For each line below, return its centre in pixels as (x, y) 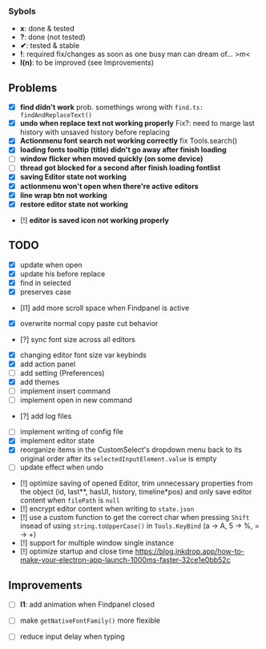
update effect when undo (62, 467)
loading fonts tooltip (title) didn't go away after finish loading (123, 150)
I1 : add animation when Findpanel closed (87, 605)
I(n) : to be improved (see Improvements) (87, 62)
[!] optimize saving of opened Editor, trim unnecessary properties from (136, 483)
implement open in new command (76, 400)
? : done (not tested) (52, 37)
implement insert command (65, 391)
